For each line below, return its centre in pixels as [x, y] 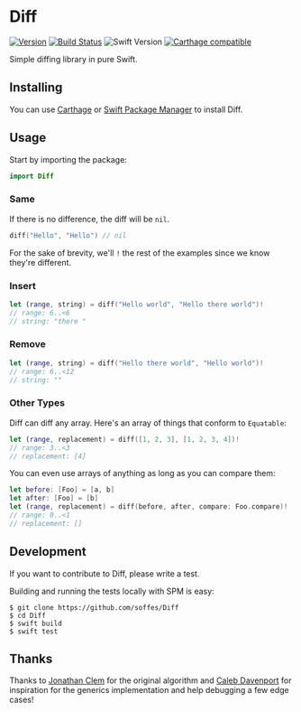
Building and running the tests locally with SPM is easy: [112, 591]
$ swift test [34, 631]
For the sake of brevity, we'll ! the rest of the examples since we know [140, 253]
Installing [36, 88]
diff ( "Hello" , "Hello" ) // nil [68, 235]
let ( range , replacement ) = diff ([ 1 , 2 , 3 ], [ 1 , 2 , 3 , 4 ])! [125, 439]
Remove [28, 344]
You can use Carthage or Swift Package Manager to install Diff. [126, 109]
